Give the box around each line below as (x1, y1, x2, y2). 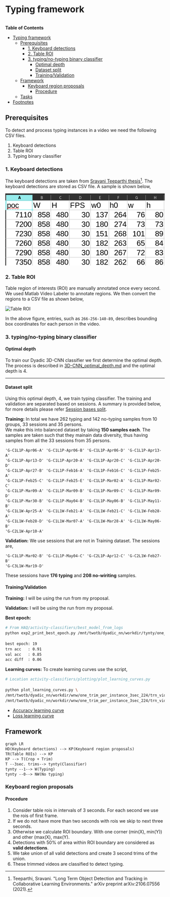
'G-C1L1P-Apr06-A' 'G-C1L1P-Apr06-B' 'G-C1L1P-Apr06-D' (5, 448, 125, 453)
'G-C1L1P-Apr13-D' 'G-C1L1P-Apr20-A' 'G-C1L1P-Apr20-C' (5, 458, 125, 463)
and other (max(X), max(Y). (12, 834, 70, 840)
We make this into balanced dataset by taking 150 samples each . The (5, 427, 151, 433)
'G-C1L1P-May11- (127, 499, 162, 504)
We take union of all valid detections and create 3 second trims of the (12, 850, 158, 856)
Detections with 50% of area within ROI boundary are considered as (12, 839, 155, 845)
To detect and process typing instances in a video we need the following (5, 127, 157, 133)
